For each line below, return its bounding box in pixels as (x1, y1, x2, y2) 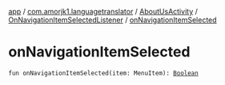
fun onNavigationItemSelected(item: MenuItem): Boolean (8, 69, 199, 77)
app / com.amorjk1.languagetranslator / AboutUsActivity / (8, 7, 198, 16)
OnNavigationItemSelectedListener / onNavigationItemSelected (8, 15, 218, 25)
